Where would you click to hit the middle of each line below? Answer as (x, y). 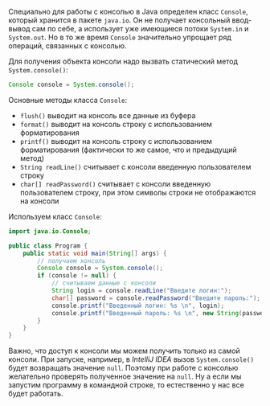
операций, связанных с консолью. (67, 46)
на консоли (39, 201)
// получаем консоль (72, 260)
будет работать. (36, 394)
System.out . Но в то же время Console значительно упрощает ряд (120, 37)
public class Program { (48, 246)
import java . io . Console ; (50, 231)
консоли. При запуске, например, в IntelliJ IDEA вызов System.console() (131, 359)
